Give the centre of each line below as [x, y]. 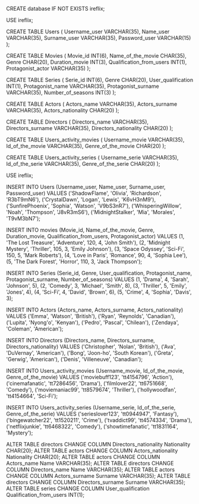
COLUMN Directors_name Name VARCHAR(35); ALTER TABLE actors [91, 470]
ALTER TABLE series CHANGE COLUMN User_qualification [78, 489]
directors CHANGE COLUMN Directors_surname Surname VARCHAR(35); [96, 482]
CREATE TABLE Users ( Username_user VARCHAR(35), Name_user [88, 31]
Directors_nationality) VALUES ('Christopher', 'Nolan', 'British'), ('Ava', [91, 346]
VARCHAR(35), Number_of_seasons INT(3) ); [61, 92]
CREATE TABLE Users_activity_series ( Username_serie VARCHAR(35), [93, 157]
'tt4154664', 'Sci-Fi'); [32, 396]
